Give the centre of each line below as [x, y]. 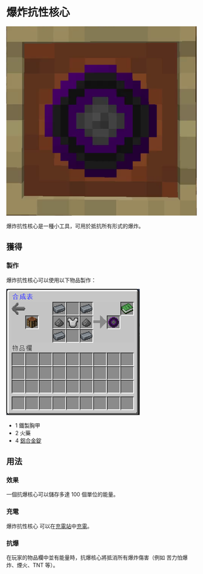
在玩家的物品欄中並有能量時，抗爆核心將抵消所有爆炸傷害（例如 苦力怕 [94, 557]
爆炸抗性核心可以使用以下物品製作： [51, 280]
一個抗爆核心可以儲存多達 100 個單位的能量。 [63, 495]
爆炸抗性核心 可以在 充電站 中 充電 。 [49, 526]
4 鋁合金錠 [28, 440]
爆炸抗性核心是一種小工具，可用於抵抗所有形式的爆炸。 [75, 226]
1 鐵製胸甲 [27, 425]
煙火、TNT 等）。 [37, 565]
